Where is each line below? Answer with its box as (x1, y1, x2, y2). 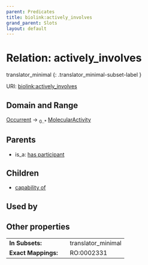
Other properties (6, 222, 70, 232)
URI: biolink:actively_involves (6, 83, 78, 90)
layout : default (6, 25, 47, 32)
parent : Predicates (6, 8, 55, 15)
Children (6, 168, 39, 178)
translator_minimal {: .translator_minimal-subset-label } (6, 71, 142, 79)
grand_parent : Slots (6, 20, 58, 26)
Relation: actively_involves (6, 52, 142, 65)
